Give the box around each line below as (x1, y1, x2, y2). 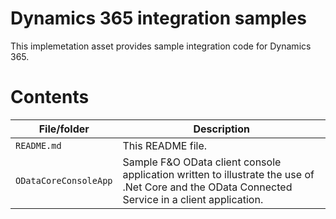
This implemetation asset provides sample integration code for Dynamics (10, 40, 312, 52)
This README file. (122, 138, 208, 152)
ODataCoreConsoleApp (15, 175, 113, 186)
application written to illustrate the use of (122, 167, 315, 181)
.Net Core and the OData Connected (122, 180, 293, 194)
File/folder (38, 122, 90, 136)
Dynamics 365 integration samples (10, 7, 307, 30)
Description (193, 122, 250, 136)
